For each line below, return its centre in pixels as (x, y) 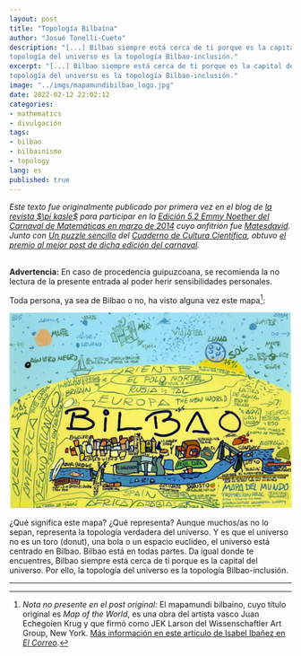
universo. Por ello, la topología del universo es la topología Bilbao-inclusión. (149, 570)
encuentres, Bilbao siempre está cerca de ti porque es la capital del (133, 560)
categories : (31, 104)
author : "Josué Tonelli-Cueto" (68, 38)
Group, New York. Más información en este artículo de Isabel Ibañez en (154, 633)
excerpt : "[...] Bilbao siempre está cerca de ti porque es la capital (146, 66)
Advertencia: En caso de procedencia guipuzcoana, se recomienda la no (145, 271)
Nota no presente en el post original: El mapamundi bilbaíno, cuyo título (154, 604)
